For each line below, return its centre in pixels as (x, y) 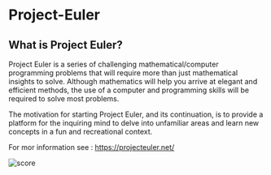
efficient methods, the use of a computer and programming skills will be (129, 90)
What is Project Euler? (66, 45)
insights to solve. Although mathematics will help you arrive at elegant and (133, 81)
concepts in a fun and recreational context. (81, 132)
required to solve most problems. (64, 98)
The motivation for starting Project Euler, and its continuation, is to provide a (136, 114)
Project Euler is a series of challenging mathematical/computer (114, 64)
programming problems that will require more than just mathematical (123, 73)
